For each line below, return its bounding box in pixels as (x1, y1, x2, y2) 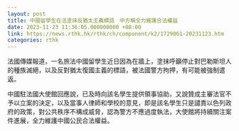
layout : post (7, 10, 46, 18)
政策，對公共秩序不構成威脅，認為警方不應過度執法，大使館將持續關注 (19, 108, 225, 116)
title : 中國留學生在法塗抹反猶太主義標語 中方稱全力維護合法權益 (7, 17, 179, 24)
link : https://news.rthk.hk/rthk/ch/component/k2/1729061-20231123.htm (7, 30, 224, 38)
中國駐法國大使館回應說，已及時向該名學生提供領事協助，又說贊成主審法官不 (7, 90, 232, 98)
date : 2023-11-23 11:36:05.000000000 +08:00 (7, 23, 142, 30)
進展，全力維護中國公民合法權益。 (13, 116, 114, 125)
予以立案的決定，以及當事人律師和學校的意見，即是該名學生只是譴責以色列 (7, 98, 225, 107)
